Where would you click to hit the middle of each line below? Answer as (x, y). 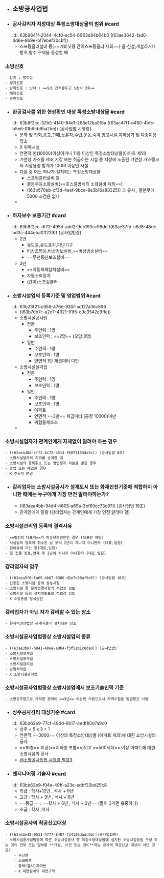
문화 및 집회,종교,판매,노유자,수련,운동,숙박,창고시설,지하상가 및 (80, 135)
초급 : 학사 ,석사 (35, 809)
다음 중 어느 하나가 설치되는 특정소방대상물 (60, 172)
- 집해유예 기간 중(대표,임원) (31, 548)
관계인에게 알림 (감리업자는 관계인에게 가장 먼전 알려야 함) (75, 512)
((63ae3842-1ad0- (129, 35)
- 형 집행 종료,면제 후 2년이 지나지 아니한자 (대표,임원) (56, 553)
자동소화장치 (39, 275)
